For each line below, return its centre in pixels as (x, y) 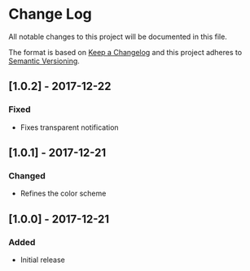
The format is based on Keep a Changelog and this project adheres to (125, 52)
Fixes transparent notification (70, 127)
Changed (27, 175)
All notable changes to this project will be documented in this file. (118, 37)
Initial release (42, 260)
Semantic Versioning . (44, 61)
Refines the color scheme (63, 194)
